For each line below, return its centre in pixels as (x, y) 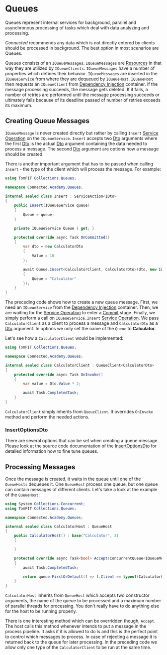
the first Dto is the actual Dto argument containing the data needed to (76, 143)
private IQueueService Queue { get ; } (54, 228)
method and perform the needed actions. (47, 417)
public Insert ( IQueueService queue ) (52, 205)
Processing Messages (40, 467)
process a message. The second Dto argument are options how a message (82, 149)
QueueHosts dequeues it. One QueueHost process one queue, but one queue (82, 484)
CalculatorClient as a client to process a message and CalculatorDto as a (82, 323)
